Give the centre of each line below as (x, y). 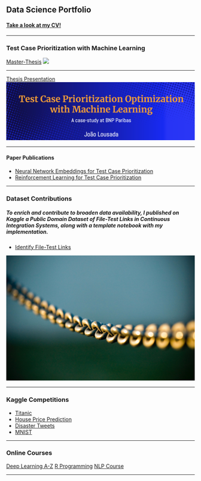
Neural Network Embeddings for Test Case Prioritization (84, 171)
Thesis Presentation (31, 79)
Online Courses (29, 453)
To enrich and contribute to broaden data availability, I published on (93, 213)
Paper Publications (30, 158)
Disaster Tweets (35, 425)
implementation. (27, 232)
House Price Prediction (43, 419)
